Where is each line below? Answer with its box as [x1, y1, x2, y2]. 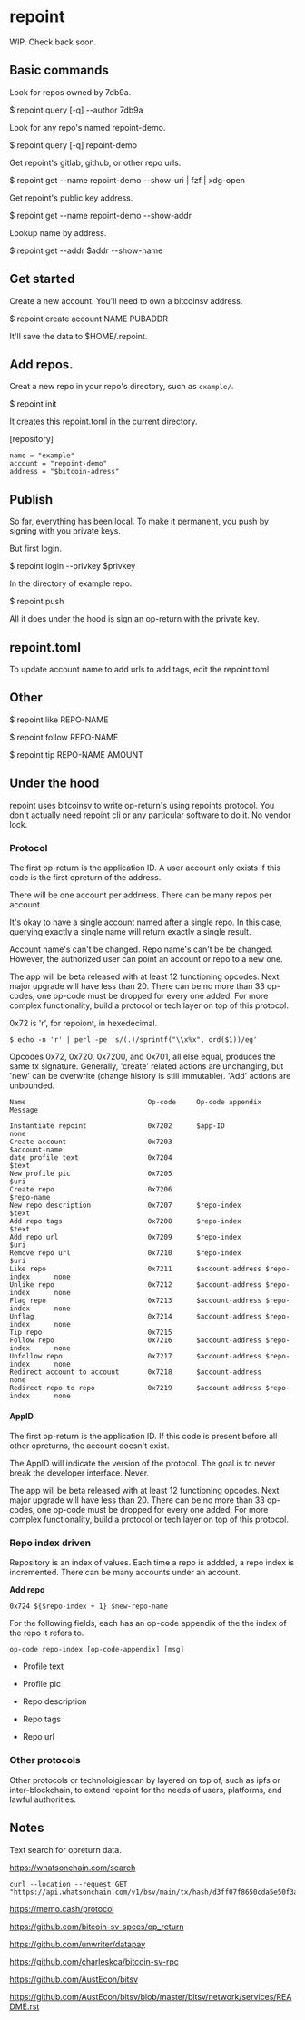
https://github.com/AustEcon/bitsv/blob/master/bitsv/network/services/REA [9, 1991, 292, 2002]
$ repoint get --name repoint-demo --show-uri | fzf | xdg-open [9, 174, 245, 185]
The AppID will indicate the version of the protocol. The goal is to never [9, 1458, 276, 1469]
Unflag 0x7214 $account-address [9, 1311, 261, 1321]
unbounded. [9, 1080, 55, 1091]
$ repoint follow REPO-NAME [9, 731, 119, 742]
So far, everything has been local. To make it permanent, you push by [9, 515, 270, 527]
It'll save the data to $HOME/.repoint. [9, 330, 148, 341]
